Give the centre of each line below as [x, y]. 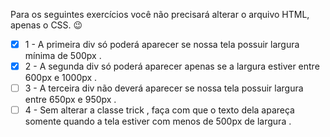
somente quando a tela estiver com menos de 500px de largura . [158, 121]
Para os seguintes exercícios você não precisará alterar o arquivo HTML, [160, 14]
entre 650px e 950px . [70, 100]
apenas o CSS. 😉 [46, 25]
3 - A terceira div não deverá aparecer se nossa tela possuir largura [164, 88]
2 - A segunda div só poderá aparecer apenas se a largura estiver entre [172, 66]
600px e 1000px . [61, 78]
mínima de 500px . [63, 56]
